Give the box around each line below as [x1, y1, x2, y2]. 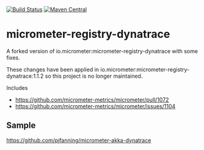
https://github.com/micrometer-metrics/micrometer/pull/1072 [15, 96, 169, 103]
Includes [6, 84, 28, 91]
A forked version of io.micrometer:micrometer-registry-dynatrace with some [6, 47, 199, 54]
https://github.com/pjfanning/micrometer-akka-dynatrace [6, 137, 151, 144]
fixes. [6, 54, 20, 61]
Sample [6, 120, 36, 131]
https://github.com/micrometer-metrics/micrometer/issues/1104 [15, 102, 176, 110]
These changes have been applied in [6, 66, 100, 73]
